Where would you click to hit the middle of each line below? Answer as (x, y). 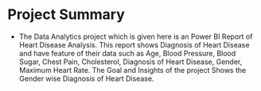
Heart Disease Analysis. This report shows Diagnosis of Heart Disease (134, 44)
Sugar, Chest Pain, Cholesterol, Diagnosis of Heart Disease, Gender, (130, 62)
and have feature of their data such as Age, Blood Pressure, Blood (127, 53)
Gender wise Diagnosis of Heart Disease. (86, 78)
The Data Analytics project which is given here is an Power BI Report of (136, 36)
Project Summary (66, 15)
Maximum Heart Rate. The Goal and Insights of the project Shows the (132, 70)
